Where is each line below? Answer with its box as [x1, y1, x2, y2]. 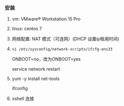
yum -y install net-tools [11, 76, 60, 82]
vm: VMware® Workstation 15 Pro [11, 16, 81, 22]
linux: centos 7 [11, 26, 42, 32]
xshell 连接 [11, 96, 34, 102]
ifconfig [11, 86, 28, 92]
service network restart [11, 66, 60, 72]
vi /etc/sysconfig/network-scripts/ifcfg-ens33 [11, 47, 113, 52]
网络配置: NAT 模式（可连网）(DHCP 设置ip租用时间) [11, 36, 120, 42]
